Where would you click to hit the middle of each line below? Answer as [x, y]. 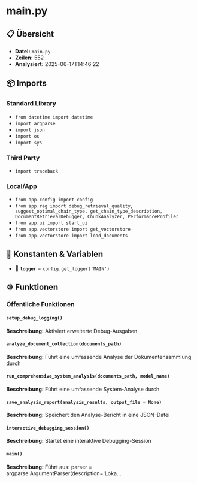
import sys [28, 143]
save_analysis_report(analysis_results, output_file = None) [84, 402]
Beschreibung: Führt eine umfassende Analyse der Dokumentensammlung [99, 357]
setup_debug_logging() [34, 318]
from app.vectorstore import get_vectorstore [72, 230]
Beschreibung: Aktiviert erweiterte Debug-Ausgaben [72, 331]
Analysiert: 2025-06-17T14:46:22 [57, 64]
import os [27, 136]
